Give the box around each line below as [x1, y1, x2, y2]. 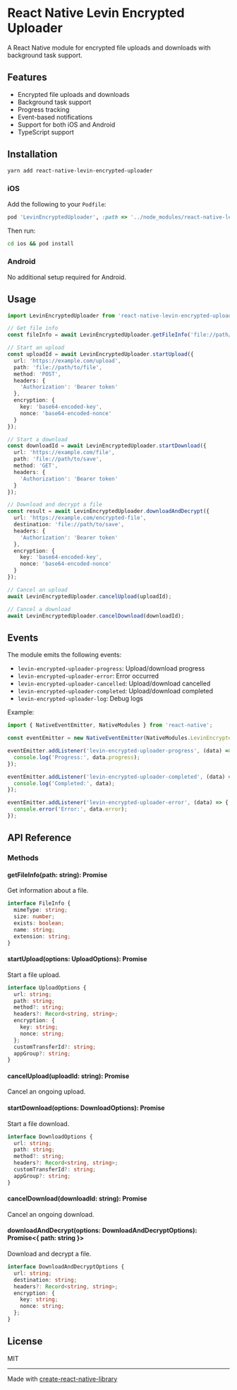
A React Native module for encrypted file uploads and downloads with [7, 43, 212, 52]
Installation [7, 149, 58, 161]
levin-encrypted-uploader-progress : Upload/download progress [17, 664, 205, 673]
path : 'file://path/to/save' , [13, 456, 102, 463]
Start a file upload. [7, 971, 61, 979]
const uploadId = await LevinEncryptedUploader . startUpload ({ [7, 351, 194, 358]
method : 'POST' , [13, 370, 61, 378]
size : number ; [13, 913, 55, 920]
